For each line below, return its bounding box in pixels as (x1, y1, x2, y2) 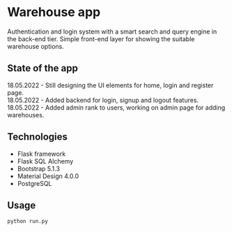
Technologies (7, 131, 68, 143)
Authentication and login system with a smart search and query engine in (7, 27, 217, 36)
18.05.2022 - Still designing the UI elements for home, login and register (7, 81, 214, 89)
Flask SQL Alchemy (17, 157, 74, 165)
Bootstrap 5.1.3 (17, 164, 61, 173)
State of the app (7, 62, 78, 74)
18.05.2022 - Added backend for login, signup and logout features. (7, 96, 199, 104)
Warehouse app (7, 4, 101, 20)
